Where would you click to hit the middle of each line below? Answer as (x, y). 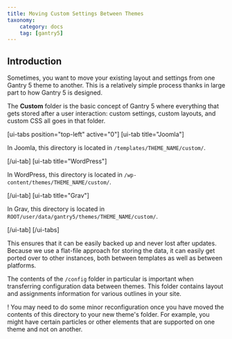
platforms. (22, 265)
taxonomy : (21, 20)
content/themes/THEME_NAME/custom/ (59, 183)
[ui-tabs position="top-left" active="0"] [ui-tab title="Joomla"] (96, 134)
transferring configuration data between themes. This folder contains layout (115, 286)
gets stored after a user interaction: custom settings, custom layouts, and (111, 114)
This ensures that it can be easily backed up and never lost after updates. (112, 243)
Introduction (35, 61)
